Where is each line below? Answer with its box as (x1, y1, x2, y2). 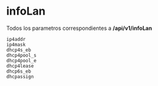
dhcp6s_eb (6, 68, 32, 74)
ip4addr (6, 36, 26, 42)
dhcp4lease (6, 63, 34, 69)
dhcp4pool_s (6, 52, 37, 59)
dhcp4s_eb (6, 47, 32, 53)
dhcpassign (6, 73, 34, 80)
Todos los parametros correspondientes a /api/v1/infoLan (6, 24, 153, 32)
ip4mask (6, 41, 26, 48)
